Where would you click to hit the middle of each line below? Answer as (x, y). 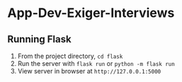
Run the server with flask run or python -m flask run (96, 64)
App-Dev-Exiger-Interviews (91, 13)
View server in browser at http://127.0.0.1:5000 (89, 71)
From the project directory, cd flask (70, 56)
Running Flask (40, 39)
